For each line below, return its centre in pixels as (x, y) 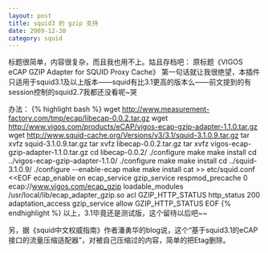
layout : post (30, 16)
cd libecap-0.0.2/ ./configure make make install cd (173, 153)
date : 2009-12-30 (37, 31)
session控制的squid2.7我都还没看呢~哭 (73, 92)
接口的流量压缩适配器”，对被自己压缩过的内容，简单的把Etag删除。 (119, 240)
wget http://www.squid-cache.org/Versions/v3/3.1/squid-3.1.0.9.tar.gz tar (129, 135)
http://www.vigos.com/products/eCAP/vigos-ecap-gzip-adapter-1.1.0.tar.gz (133, 127)
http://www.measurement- (166, 109)
